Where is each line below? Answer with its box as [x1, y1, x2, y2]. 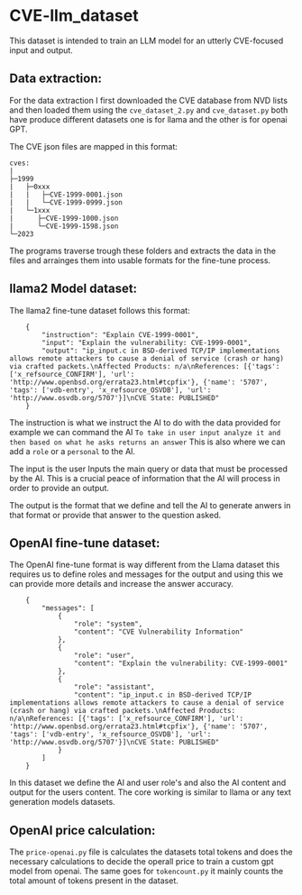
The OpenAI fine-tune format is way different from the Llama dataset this [9, 560, 280, 571]
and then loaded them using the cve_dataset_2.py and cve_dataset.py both [9, 105, 288, 115]
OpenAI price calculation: [9, 822, 156, 838]
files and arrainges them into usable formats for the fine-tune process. [9, 254, 271, 266]
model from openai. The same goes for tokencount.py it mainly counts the [9, 866, 284, 877]
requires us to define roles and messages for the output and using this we [9, 569, 284, 580]
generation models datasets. [9, 797, 115, 808]
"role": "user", [73, 651, 135, 661]
